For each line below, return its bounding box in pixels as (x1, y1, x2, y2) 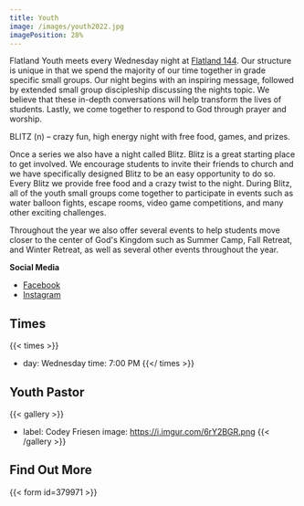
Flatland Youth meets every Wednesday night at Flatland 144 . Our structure (9, 56, 292, 67)
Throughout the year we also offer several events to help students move (9, 225, 280, 236)
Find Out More (9, 462, 93, 478)
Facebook (22, 279, 61, 290)
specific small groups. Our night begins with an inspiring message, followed (9, 75, 295, 86)
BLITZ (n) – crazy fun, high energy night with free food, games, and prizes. (9, 132, 290, 142)
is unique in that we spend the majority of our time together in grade (9, 65, 267, 76)
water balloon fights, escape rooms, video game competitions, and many (9, 197, 284, 208)
